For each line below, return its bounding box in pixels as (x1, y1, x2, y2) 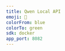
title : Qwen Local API (6, 8, 61, 15)
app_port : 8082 (6, 36, 43, 42)
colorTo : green (6, 25, 43, 31)
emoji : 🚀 (6, 14, 27, 20)
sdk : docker (6, 30, 35, 36)
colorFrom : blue (6, 19, 45, 25)
